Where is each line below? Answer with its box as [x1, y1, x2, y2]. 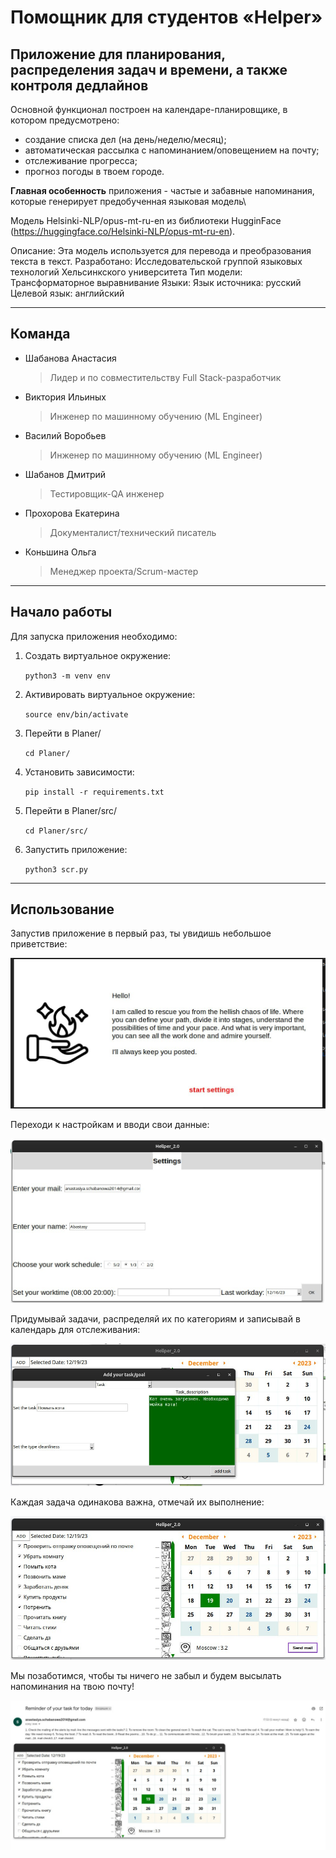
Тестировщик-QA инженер [49, 487, 165, 500]
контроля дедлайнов [10, 77, 149, 94]
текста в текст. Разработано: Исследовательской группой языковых [10, 256, 303, 267]
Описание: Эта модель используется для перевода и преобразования [10, 245, 312, 256]
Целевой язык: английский [10, 287, 125, 299]
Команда [10, 326, 71, 343]
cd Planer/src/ [24, 826, 89, 836]
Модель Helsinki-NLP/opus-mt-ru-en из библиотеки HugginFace [10, 215, 282, 226]
